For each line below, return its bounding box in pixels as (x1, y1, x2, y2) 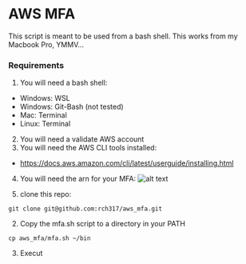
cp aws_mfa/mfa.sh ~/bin (8, 234, 91, 242)
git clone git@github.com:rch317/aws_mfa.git (8, 205, 162, 213)
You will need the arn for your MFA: (19, 174, 137, 184)
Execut (19, 249, 43, 258)
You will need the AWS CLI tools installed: (19, 143, 157, 153)
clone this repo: (19, 190, 72, 199)
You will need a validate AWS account (19, 134, 145, 144)
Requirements (8, 59, 65, 70)
